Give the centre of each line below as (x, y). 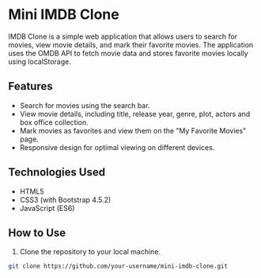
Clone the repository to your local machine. (90, 252)
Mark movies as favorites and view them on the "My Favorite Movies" (133, 130)
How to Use (37, 233)
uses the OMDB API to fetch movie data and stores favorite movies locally (128, 53)
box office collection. (54, 122)
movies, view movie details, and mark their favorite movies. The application (131, 44)
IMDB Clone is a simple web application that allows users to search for (123, 36)
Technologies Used (57, 173)
